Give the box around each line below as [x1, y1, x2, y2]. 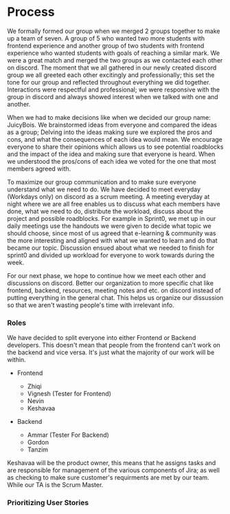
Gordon [27, 438, 49, 447]
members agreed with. [7, 164, 71, 173]
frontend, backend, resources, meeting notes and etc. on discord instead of [7, 286, 221, 295]
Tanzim [27, 445, 49, 454]
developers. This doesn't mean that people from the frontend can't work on [7, 341, 221, 350]
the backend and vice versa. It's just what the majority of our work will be [7, 348, 215, 356]
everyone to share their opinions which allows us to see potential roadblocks [7, 142, 224, 151]
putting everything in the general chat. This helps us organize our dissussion [7, 293, 224, 301]
